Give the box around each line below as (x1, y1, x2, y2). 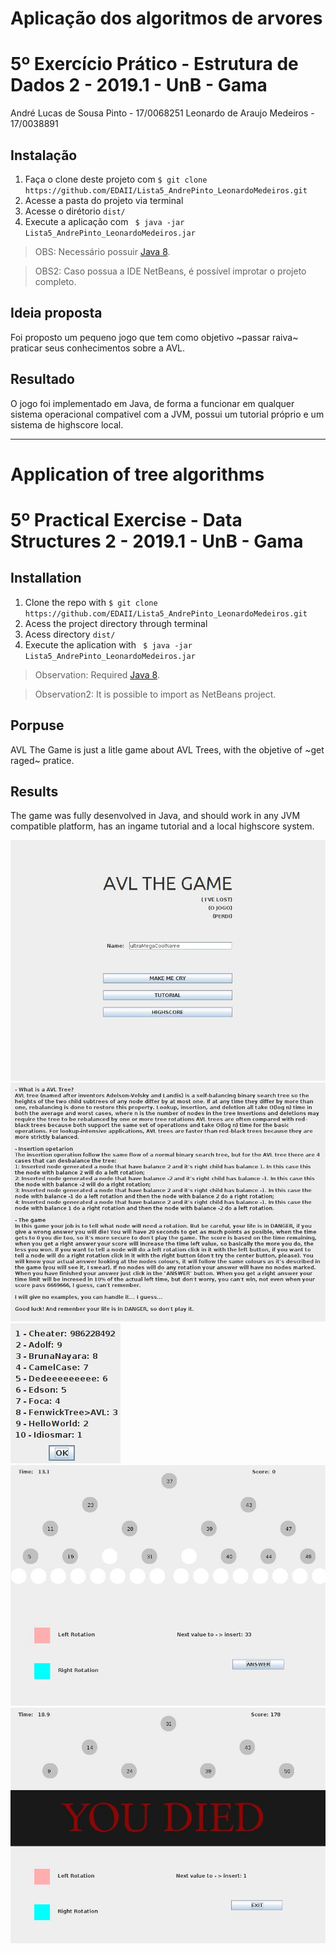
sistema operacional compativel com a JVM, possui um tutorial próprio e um (10, 408, 325, 420)
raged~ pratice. (10, 754, 75, 766)
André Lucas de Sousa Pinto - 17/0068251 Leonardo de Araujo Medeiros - (10, 107, 315, 119)
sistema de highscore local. (10, 418, 124, 431)
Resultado (10, 371, 75, 388)
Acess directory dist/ (24, 628, 116, 640)
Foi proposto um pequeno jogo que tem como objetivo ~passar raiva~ (10, 331, 299, 343)
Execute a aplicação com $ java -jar (24, 215, 185, 227)
